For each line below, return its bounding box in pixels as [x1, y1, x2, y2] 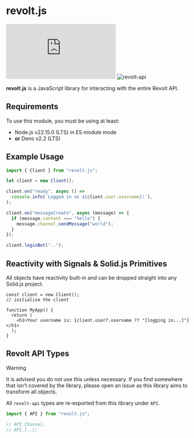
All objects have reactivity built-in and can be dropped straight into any [6, 274, 177, 281]
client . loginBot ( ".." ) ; [6, 242, 64, 249]
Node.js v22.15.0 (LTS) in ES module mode [14, 128, 117, 135]
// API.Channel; [6, 421, 46, 427]
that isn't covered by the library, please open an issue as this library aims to [6, 382, 188, 389]
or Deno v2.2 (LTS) [14, 135, 61, 142]
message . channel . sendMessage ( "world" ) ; [16, 221, 114, 227]
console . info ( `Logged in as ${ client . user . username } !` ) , [11, 194, 153, 200]
